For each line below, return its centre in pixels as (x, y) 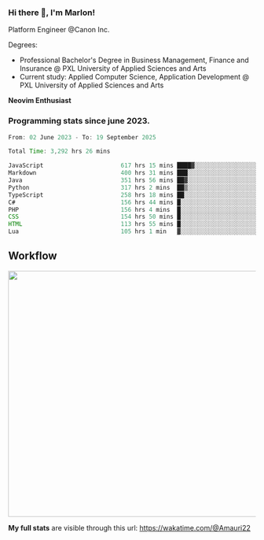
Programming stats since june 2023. (79, 121)
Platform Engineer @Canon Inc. (59, 30)
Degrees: (23, 45)
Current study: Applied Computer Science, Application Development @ (134, 77)
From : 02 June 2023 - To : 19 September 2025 (82, 137)
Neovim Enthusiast (40, 101)
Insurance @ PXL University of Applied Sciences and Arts (113, 68)
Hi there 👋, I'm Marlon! (52, 13)
